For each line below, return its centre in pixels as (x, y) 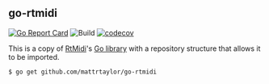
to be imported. (34, 57)
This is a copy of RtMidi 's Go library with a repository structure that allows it (134, 48)
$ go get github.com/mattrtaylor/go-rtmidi (83, 72)
